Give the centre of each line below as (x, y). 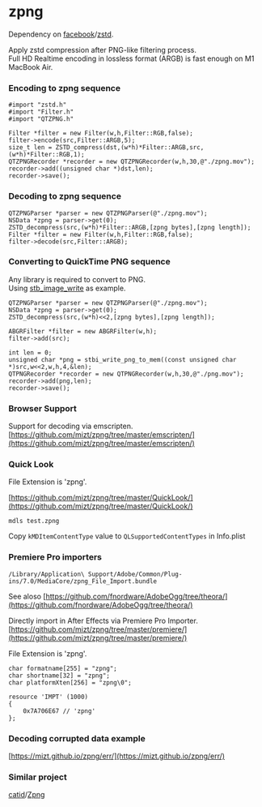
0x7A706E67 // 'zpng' (59, 711)
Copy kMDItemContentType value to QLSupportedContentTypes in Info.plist (127, 536)
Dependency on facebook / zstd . (61, 34)
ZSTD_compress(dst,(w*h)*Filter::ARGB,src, (130, 148)
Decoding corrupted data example (77, 738)
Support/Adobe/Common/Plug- (135, 574)
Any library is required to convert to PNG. (77, 279)
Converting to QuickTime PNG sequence (90, 262)
